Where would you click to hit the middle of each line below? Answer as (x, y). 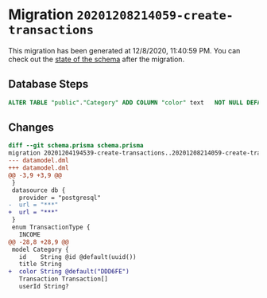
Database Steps (48, 84)
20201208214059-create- (155, 16)
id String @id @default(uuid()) (77, 257)
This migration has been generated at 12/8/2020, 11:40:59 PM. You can (124, 50)
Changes (31, 128)
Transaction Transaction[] (64, 279)
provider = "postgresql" (60, 198)
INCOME (30, 234)
